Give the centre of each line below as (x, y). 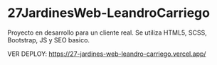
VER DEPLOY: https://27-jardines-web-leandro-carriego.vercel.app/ (107, 54)
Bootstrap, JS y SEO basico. (49, 40)
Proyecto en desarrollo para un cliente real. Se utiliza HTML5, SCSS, (107, 32)
